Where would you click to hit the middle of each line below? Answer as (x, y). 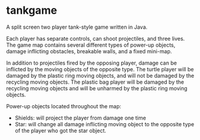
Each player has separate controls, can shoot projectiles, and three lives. (96, 38)
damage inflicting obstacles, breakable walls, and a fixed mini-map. (89, 51)
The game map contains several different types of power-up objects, (91, 45)
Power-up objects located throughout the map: (64, 106)
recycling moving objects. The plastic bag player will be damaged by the (95, 82)
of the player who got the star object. (60, 130)
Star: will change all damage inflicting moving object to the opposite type (104, 124)
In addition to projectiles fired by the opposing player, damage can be (92, 63)
